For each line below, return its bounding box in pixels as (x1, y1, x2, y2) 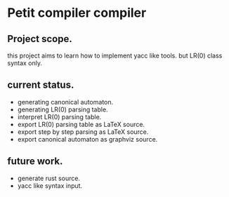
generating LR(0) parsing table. (17, 105, 108, 114)
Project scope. (7, 33, 72, 45)
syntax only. (7, 59, 43, 67)
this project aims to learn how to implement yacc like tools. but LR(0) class (7, 51, 223, 60)
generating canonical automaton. (17, 97, 114, 106)
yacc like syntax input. (17, 181, 83, 190)
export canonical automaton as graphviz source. (17, 135, 158, 143)
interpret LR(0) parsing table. (17, 112, 102, 121)
